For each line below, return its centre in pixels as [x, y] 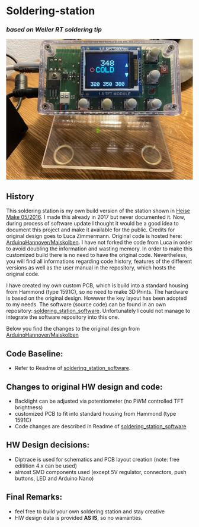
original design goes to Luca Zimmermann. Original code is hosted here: [94, 236]
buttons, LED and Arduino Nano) [54, 478]
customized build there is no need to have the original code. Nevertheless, [97, 255]
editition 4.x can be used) [46, 466]
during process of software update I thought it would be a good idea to [92, 224]
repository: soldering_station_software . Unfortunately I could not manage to [98, 311]
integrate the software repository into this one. [63, 317]
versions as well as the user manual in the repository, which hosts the [91, 268]
